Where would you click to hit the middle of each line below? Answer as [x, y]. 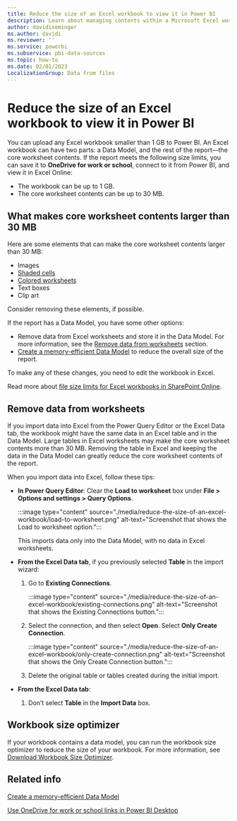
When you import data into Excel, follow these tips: [81, 477]
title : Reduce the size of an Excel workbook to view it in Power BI [112, 14]
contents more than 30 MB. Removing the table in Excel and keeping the [112, 448]
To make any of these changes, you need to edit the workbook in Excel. [111, 373]
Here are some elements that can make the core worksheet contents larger [116, 244]
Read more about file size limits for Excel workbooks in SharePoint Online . [115, 387]
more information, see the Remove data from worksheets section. [113, 344]
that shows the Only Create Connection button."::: [100, 662]
